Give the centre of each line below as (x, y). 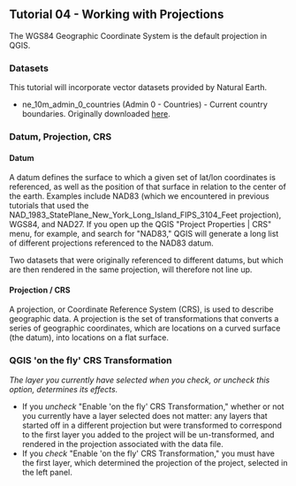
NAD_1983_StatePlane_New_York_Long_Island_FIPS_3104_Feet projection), (145, 215)
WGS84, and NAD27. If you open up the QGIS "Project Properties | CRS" (140, 224)
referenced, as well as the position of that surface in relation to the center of (148, 187)
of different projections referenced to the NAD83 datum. (111, 243)
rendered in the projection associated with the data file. (122, 444)
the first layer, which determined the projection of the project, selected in (155, 462)
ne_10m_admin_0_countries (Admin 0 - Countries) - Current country (144, 104)
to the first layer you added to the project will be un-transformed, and (148, 434)
